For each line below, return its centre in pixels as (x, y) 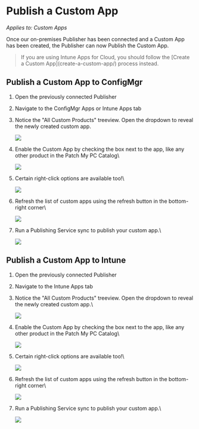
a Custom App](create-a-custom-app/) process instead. (90, 63)
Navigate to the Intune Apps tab (54, 286)
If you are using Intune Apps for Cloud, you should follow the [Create (105, 57)
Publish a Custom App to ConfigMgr (74, 82)
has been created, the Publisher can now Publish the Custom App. (88, 45)
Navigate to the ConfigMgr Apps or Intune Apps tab (78, 108)
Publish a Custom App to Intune (66, 261)
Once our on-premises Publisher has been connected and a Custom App (95, 39)
